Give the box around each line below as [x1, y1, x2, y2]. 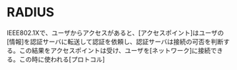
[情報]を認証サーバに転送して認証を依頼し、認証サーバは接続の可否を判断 [6, 37, 224, 46]
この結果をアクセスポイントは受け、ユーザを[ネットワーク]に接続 [19, 46, 211, 54]
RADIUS [6, 4, 55, 21]
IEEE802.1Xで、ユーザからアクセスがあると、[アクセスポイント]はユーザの [6, 28, 224, 37]
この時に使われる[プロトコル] [19, 54, 105, 64]
